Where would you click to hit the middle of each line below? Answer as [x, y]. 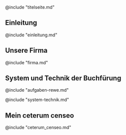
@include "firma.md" [27, 62]
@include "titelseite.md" [30, 7]
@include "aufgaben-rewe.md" [37, 90]
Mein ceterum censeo [40, 115]
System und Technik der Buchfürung [63, 78]
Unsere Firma [27, 51]
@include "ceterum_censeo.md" [38, 128]
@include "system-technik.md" [37, 100]
